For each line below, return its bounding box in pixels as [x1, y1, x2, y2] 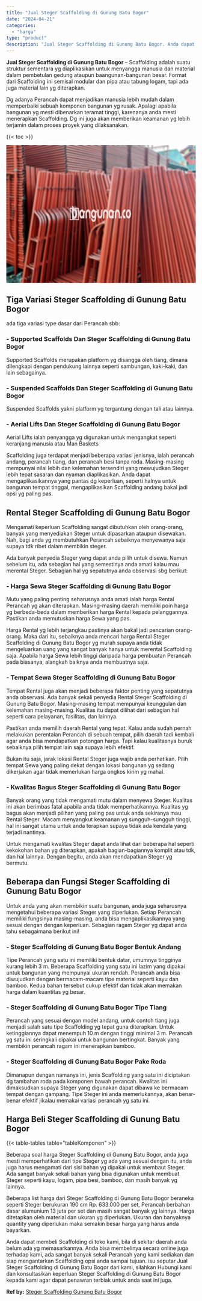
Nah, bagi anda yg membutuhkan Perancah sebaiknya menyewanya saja [6, 536, 186, 543]
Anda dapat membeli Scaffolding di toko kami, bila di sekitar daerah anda [6, 1238, 188, 1246]
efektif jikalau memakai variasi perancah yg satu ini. [22, 1097, 150, 1104]
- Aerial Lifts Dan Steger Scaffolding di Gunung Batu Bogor [6, 420, 180, 428]
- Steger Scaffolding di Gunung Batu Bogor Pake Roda [6, 1058, 167, 1066]
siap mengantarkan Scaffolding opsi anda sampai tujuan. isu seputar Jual [6, 1257, 188, 1265]
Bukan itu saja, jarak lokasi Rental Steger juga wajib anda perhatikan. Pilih [6, 755, 188, 762]
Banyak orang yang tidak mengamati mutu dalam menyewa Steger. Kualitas [6, 797, 193, 804]
